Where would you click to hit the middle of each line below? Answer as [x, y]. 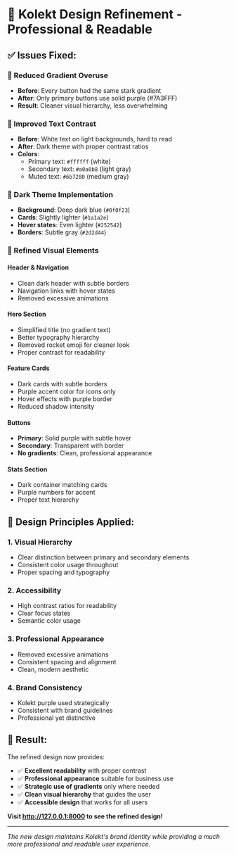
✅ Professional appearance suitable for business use [96, 778]
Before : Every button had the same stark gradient [89, 90]
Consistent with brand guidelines [65, 710]
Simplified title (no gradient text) [64, 329]
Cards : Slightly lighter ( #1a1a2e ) [63, 217]
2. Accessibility [34, 590]
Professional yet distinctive [57, 718]
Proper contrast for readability [61, 352]
